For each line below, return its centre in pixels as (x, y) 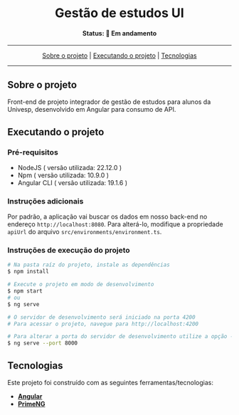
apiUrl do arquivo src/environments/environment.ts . (85, 232)
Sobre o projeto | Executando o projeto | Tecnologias (119, 56)
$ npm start (25, 291)
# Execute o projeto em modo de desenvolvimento (81, 285)
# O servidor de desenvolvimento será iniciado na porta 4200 (101, 317)
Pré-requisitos (33, 152)
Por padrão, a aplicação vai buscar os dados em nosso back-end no (107, 217)
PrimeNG (31, 404)
